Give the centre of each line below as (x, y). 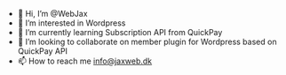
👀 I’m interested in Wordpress (71, 23)
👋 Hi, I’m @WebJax (52, 14)
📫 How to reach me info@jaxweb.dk (85, 61)
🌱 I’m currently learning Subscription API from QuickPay (120, 32)
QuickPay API (43, 51)
